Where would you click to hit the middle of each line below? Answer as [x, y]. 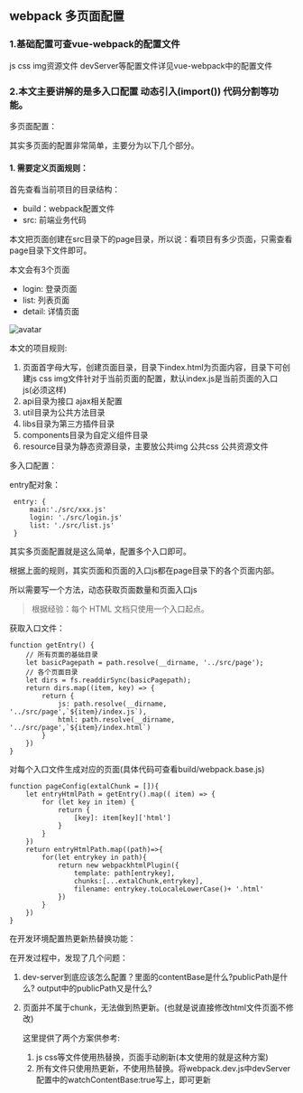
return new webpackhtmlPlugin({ [118, 865]
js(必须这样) [44, 390]
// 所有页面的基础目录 [62, 655]
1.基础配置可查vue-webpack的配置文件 [95, 44]
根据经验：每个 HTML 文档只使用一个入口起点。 [120, 609]
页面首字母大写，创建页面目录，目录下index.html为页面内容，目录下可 [152, 368]
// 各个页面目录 [52, 673]
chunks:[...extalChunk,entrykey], [138, 882]
